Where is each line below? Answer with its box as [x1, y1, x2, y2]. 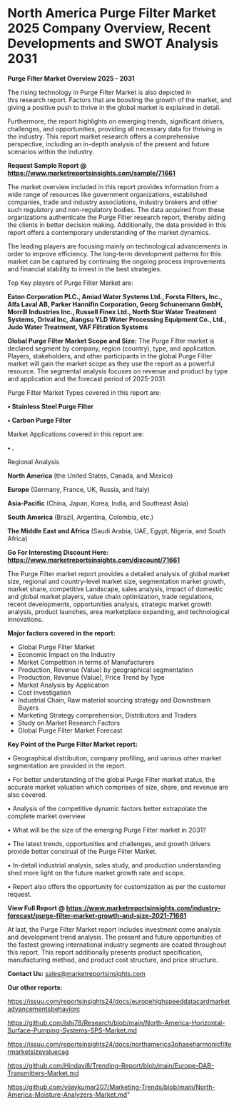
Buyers [17, 703, 39, 712]
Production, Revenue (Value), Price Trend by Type [17, 673, 166, 681]
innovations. [7, 615, 44, 623]
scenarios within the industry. [7, 147, 94, 156]
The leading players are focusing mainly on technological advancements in [7, 241, 228, 251]
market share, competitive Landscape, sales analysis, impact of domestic [7, 584, 223, 593]
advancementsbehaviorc [7, 1005, 81, 1013]
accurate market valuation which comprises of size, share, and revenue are [7, 783, 229, 791]
